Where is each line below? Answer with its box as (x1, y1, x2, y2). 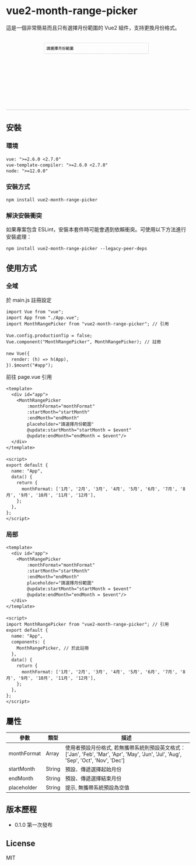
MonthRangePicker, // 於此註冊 (16, 645, 89, 651)
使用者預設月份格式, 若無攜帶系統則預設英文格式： (65, 744, 185, 751)
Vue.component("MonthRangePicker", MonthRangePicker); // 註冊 (6, 338, 162, 345)
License (6, 838, 36, 848)
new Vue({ (6, 350, 30, 357)
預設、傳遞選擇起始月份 (65, 765, 122, 772)
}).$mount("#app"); (6, 362, 54, 368)
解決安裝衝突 (6, 211, 43, 220)
